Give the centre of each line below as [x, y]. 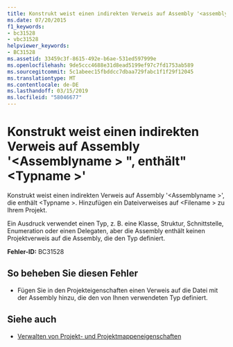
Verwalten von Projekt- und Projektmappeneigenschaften [99, 336]
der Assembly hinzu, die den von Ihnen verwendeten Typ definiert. [112, 297]
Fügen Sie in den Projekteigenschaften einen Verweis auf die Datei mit [118, 290]
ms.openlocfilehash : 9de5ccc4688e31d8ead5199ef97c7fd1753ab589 [101, 65]
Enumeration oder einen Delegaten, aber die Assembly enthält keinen [106, 230]
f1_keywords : [26, 26]
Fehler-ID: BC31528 [36, 251]
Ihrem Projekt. [27, 210]
